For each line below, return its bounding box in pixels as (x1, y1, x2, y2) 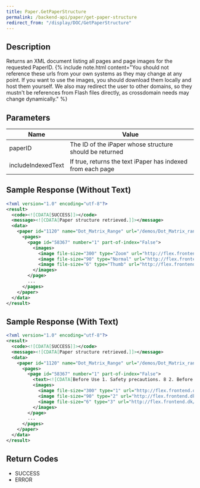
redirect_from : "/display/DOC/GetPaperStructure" (6, 20, 132, 26)
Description (6, 42, 51, 52)
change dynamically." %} (6, 96, 68, 103)
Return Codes (6, 454, 58, 464)
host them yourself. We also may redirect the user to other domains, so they (6, 83, 192, 90)
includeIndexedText (9, 161, 64, 169)
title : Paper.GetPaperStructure (6, 8, 86, 15)
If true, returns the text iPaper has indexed (70, 158, 187, 165)
